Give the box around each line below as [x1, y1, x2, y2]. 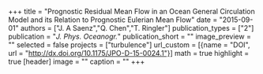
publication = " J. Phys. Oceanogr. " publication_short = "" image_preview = [8, 31, 251, 41]
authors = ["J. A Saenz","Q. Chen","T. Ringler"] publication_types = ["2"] [20, 24, 254, 32]
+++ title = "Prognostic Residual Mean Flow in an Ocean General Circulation [8, 7, 255, 16]
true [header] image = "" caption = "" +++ [8, 57, 145, 66]
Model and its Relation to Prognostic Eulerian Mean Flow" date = [8, 15, 218, 24]
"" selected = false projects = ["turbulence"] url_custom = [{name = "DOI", [8, 40, 250, 50]
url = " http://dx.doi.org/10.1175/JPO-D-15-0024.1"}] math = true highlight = [8, 49, 250, 57]
